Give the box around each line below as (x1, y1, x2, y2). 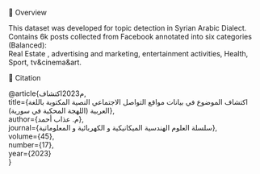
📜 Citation (8, 73, 41, 82)
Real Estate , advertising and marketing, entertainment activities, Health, (8, 49, 249, 58)
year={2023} (8, 149, 52, 158)
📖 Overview (8, 8, 47, 17)
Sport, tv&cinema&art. (8, 57, 82, 67)
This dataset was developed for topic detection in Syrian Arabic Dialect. (8, 23, 247, 32)
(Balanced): (8, 40, 47, 50)
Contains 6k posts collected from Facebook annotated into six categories (8, 32, 253, 41)
